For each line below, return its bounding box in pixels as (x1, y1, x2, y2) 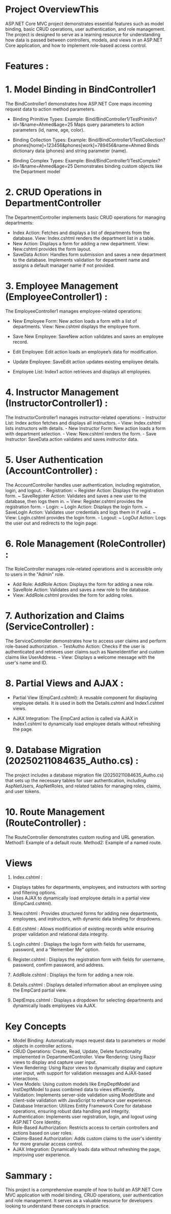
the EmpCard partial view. (12, 987, 67, 993)
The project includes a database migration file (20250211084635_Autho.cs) (5, 772, 164, 778)
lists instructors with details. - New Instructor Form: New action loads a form (5, 425, 166, 431)
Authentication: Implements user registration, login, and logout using (12, 1114, 157, 1120)
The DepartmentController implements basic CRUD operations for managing (5, 214, 166, 220)
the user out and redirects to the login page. (5, 520, 98, 526)
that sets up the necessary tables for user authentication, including (5, 777, 146, 783)
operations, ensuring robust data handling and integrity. (12, 1108, 130, 1115)
